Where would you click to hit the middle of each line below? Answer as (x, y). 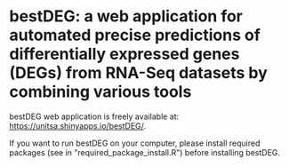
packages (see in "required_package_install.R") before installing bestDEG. (145, 152)
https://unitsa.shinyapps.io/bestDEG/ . (78, 125)
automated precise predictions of (135, 35)
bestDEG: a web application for (126, 16)
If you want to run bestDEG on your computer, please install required (135, 143)
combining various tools (100, 92)
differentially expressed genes (124, 54)
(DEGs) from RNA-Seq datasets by (139, 73)
